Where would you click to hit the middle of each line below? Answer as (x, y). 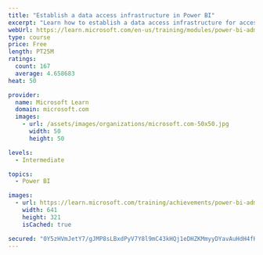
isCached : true (47, 224)
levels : (21, 153)
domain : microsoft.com (52, 110)
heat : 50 (22, 81)
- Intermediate (40, 160)
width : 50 (45, 131)
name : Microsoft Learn (52, 102)
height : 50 (47, 138)
